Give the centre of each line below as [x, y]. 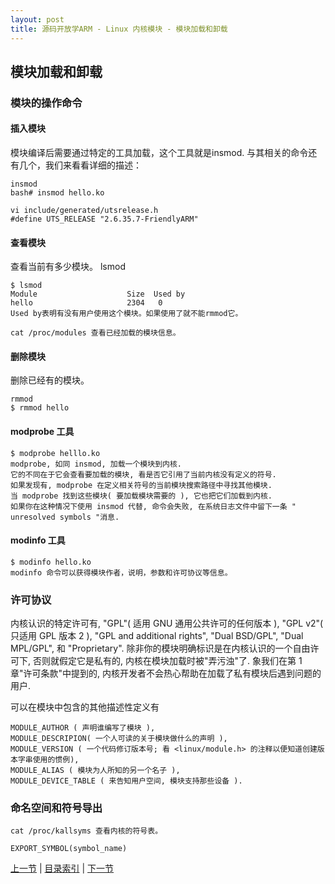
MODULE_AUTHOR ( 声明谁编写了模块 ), [83, 728]
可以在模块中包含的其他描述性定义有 [85, 707]
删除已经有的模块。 [50, 380]
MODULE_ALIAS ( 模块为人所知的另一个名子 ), [95, 771]
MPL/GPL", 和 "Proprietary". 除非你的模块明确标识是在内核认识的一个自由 [160, 648]
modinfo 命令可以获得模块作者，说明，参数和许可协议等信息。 [121, 572]
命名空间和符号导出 [56, 808]
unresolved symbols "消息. [65, 517]
